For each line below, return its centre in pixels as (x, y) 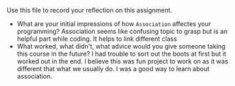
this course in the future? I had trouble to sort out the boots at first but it (121, 54)
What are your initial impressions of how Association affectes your (114, 24)
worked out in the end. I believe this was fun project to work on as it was (122, 61)
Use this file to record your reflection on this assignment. (90, 10)
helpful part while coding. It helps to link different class (97, 39)
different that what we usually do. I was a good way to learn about (113, 69)
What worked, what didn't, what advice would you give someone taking (121, 46)
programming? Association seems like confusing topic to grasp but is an (122, 31)
